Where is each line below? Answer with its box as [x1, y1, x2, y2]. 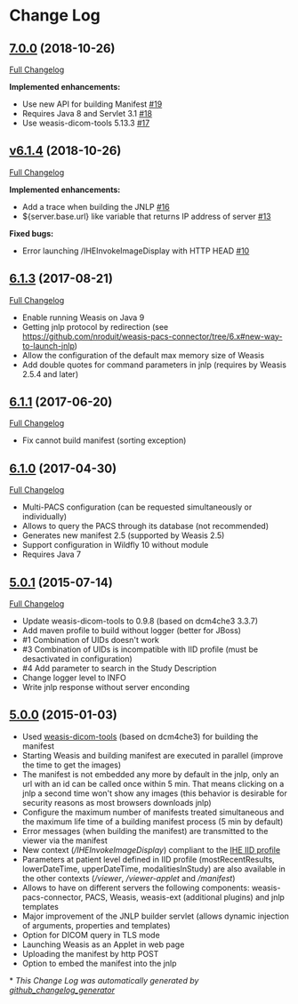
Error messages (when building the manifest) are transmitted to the [21, 825, 269, 836]
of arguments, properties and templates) [21, 920, 171, 930]
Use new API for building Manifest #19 [21, 99, 163, 109]
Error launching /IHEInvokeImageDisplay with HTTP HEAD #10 [21, 245, 250, 256]
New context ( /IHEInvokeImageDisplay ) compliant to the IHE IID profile [21, 844, 281, 855]
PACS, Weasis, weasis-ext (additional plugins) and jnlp [85, 891, 285, 903]
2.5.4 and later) [21, 368, 78, 379]
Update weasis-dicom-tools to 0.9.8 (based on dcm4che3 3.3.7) [21, 615, 259, 627]
